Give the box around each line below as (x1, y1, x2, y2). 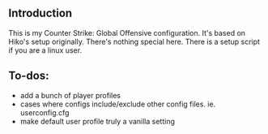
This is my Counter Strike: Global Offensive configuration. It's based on (8, 28, 245, 37)
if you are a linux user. (8, 45, 83, 55)
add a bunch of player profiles (19, 90, 121, 100)
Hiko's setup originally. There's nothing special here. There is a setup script (8, 37, 261, 46)
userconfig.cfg (19, 107, 70, 117)
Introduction (8, 6, 73, 20)
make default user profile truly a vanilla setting (19, 116, 176, 126)
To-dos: (8, 69, 49, 83)
